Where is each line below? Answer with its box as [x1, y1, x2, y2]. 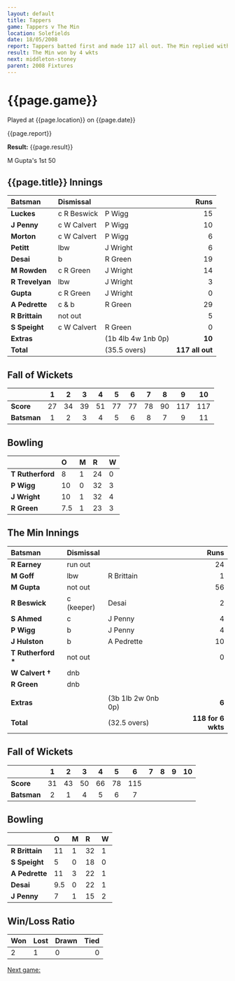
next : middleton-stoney [7, 56, 77, 63]
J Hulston [10, 636, 44, 646]
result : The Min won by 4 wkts [7, 50, 99, 57]
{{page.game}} [7, 92, 98, 108]
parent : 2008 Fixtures [7, 62, 73, 69]
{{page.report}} [7, 129, 52, 137]
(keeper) [66, 602, 96, 612]
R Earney [10, 559, 42, 569]
